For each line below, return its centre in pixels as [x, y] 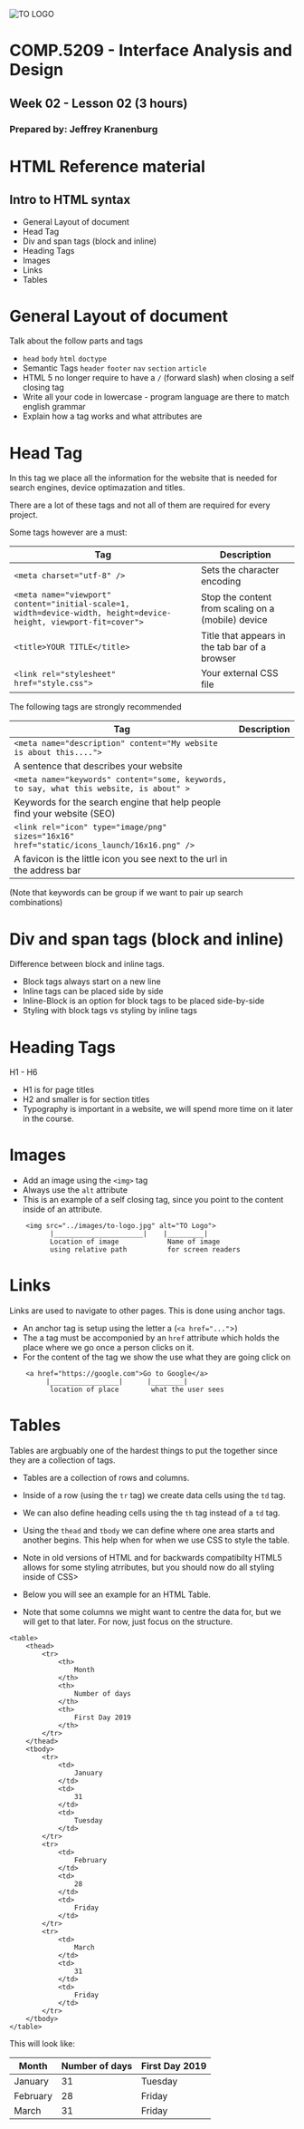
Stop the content [236, 597]
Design [37, 70]
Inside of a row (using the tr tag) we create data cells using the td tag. [154, 1495]
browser [218, 659]
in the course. [48, 1118]
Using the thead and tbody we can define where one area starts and [148, 1531]
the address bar [47, 870]
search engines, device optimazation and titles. [97, 488]
